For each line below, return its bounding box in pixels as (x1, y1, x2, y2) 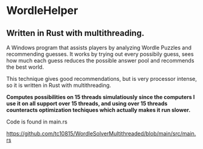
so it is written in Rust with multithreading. (6, 81, 111, 89)
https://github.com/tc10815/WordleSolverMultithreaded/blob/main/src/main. (6, 130, 196, 137)
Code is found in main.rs (6, 118, 68, 125)
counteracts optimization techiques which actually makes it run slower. (6, 106, 191, 113)
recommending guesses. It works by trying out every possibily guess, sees (6, 50, 194, 58)
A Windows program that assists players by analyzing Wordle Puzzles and (6, 44, 192, 51)
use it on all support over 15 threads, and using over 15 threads (6, 100, 168, 107)
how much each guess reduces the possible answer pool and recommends (6, 57, 194, 64)
